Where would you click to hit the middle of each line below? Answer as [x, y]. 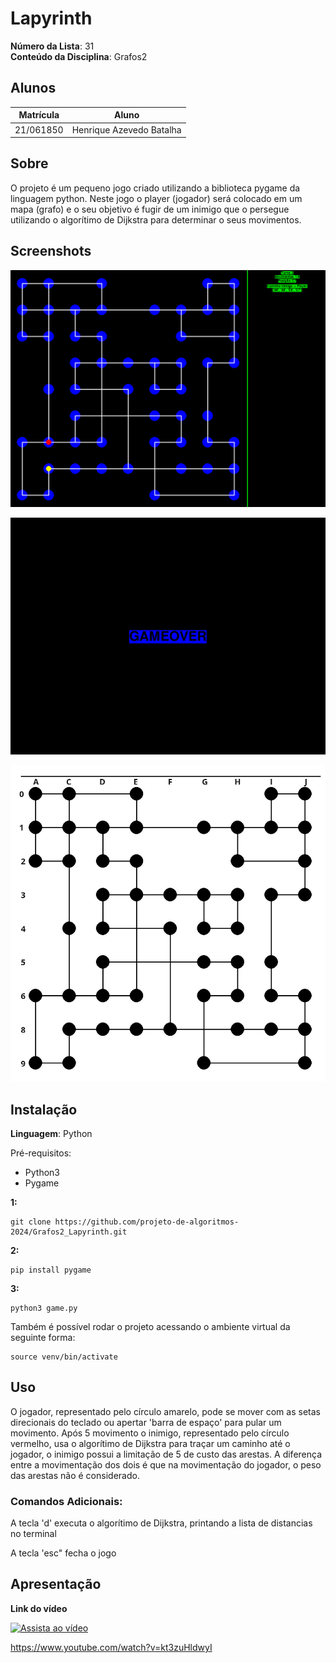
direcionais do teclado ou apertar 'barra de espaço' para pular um [146, 1422]
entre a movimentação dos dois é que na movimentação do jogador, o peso [166, 1464]
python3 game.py [44, 1308]
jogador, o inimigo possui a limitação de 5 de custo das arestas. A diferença [166, 1454]
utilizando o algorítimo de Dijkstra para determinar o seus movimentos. [156, 219]
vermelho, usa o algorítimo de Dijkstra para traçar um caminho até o [150, 1443]
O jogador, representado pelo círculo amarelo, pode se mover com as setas [165, 1411]
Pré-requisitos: [41, 1153]
